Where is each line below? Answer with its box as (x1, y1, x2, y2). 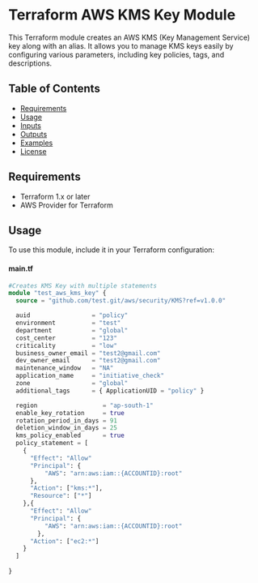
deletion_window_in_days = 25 (15, 424, 117, 432)
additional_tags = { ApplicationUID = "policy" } (15, 387, 205, 395)
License (19, 146, 47, 156)
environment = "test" (15, 319, 121, 328)
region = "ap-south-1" (15, 401, 154, 409)
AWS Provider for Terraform (19, 200, 113, 210)
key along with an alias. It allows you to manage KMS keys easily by (8, 41, 234, 50)
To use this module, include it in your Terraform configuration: (8, 245, 215, 255)
